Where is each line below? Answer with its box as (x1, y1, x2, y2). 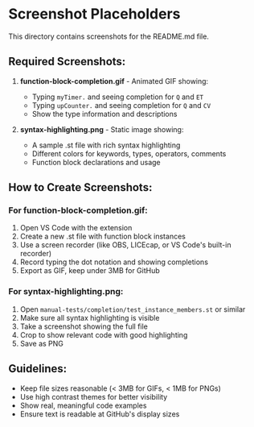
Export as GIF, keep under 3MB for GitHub (19, 266, 161, 276)
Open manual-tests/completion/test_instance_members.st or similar (19, 304, 246, 314)
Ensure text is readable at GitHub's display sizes (19, 408, 180, 419)
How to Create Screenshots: (8, 180, 153, 194)
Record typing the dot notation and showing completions (19, 257, 209, 267)
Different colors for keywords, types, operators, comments (31, 148, 227, 158)
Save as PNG (19, 338, 64, 348)
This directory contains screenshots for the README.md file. (8, 31, 209, 41)
